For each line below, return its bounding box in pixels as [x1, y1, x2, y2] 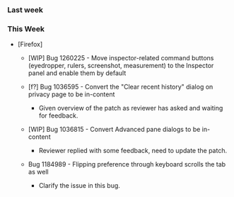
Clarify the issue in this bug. [38, 181, 120, 190]
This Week [7, 23, 45, 33]
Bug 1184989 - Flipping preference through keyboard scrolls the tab [28, 160, 226, 169]
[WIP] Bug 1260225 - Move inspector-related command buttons [28, 54, 214, 62]
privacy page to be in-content [28, 90, 115, 98]
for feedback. [38, 111, 78, 120]
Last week [7, 5, 44, 15]
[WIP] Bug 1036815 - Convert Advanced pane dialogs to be [28, 125, 201, 134]
